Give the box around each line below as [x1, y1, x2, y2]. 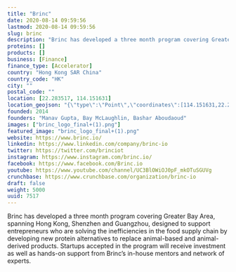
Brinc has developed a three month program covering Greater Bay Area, [7, 212, 216, 221]
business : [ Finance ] [7, 56, 68, 63]
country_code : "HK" [7, 75, 65, 83]
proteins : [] [7, 43, 46, 50]
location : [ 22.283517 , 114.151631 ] [7, 95, 112, 102]
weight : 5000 [7, 186, 46, 193]
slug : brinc [7, 29, 42, 37]
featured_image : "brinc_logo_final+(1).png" [7, 128, 140, 135]
